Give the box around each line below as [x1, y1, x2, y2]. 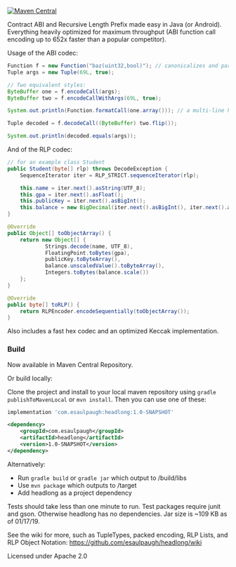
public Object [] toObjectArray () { [7, 229, 112, 236]
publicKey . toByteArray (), [44, 256, 121, 263]
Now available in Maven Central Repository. [7, 360, 133, 368]
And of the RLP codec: [7, 145, 72, 154]
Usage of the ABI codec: [7, 49, 79, 57]
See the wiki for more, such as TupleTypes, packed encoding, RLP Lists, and [7, 531, 228, 539]
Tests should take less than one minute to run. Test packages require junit [7, 502, 221, 510]
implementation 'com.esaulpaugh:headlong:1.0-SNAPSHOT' [7, 408, 174, 415]
